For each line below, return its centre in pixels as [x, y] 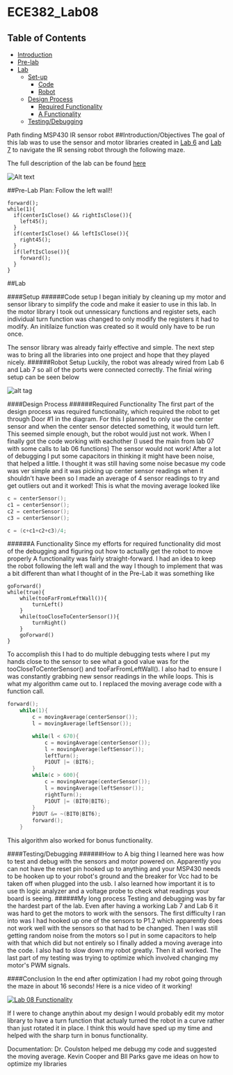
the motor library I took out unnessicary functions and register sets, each [112, 312]
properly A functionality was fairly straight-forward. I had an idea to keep [112, 558]
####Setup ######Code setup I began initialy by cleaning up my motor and [116, 297]
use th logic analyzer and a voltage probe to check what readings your [109, 891]
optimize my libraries [37, 1064]
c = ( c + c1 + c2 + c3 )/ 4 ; [37, 531]
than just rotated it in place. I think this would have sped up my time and [110, 1028]
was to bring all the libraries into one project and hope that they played [109, 355]
